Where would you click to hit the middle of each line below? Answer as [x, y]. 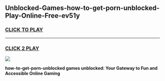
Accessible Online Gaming [33, 73]
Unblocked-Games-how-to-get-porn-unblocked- [82, 8]
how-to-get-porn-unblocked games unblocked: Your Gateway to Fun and [82, 68]
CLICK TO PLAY [24, 30]
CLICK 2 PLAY [22, 48]
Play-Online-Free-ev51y [42, 16]
